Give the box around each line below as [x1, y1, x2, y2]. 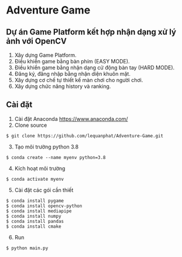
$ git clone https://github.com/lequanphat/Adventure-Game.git [6, 133, 164, 138]
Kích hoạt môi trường [14, 165, 66, 172]
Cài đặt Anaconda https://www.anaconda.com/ [14, 115, 128, 122]
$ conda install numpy [6, 213, 61, 219]
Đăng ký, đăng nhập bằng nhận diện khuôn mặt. [14, 70, 131, 77]
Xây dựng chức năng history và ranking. [14, 83, 111, 90]
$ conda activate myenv [6, 176, 64, 182]
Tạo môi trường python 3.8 [14, 143, 79, 150]
